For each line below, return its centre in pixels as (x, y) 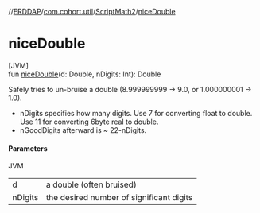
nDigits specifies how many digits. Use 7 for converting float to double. (136, 113)
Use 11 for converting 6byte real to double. (89, 122)
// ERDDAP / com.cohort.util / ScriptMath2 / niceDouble (92, 12)
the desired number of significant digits (120, 198)
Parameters (28, 148)
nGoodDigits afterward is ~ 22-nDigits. (83, 130)
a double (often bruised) (91, 184)
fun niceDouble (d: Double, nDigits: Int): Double (85, 74)
